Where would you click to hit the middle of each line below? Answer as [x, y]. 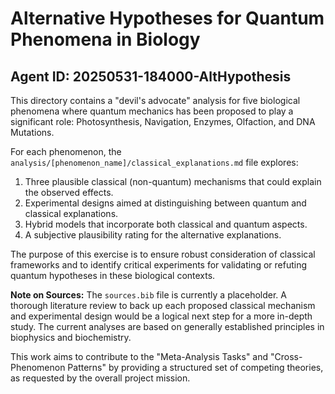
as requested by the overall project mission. [100, 378]
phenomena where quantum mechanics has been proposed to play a [152, 111]
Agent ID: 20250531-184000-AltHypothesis [151, 76]
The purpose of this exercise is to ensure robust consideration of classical [163, 254]
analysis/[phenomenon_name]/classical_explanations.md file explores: [154, 162]
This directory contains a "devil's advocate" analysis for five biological [155, 100]
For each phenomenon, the [66, 151]
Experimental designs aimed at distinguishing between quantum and [165, 203]
